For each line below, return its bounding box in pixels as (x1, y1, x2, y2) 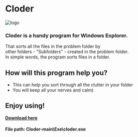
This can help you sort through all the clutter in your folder (12, 82, 133, 88)
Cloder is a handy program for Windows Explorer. (5, 32, 128, 39)
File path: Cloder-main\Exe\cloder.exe (5, 126, 86, 132)
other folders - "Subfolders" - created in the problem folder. (5, 48, 129, 55)
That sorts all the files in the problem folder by (5, 43, 101, 49)
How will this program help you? (5, 68, 108, 77)
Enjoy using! (5, 101, 45, 110)
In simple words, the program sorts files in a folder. (5, 54, 110, 60)
